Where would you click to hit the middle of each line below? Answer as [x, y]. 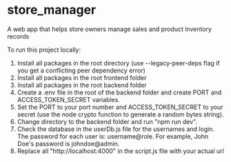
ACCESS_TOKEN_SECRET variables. [69, 99]
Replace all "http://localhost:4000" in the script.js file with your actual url [120, 151]
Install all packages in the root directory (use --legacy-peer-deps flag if [118, 63]
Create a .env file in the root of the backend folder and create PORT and [119, 92]
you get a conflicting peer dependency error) [81, 70]
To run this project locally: [44, 50]
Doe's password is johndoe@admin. [68, 143]
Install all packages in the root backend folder [82, 85]
